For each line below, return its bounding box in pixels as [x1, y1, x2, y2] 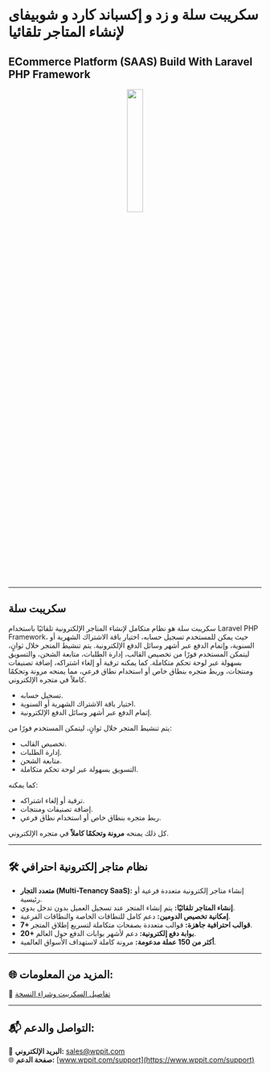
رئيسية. [19, 894, 43, 904]
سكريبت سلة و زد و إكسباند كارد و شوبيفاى [8, 6, 259, 24]
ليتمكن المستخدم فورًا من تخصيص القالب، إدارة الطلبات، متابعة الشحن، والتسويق [8, 648, 250, 658]
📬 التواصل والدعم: [8, 1021, 95, 1034]
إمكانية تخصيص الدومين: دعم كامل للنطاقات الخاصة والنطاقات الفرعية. [19, 911, 231, 921]
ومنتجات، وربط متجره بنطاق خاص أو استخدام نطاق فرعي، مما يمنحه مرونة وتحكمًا [8, 666, 253, 676]
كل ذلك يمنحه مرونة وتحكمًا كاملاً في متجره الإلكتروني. [8, 828, 169, 838]
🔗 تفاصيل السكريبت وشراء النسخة [8, 989, 111, 999]
